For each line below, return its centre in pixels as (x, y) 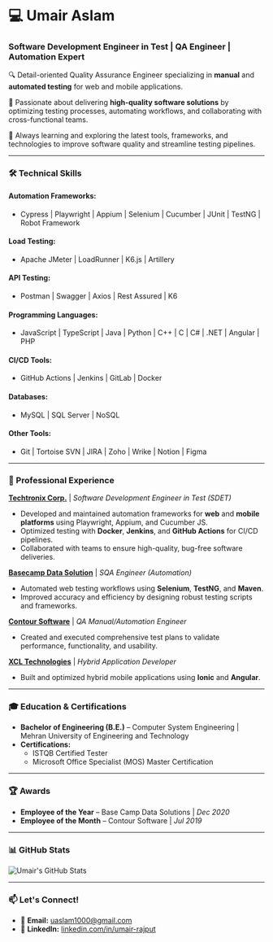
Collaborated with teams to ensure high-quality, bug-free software (131, 548)
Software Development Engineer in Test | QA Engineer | (120, 47)
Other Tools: (30, 434)
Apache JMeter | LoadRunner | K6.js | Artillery (97, 259)
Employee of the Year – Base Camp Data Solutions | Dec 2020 (125, 812)
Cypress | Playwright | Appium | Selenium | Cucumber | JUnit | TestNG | (141, 214)
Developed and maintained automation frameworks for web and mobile (140, 514)
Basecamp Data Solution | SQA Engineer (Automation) (100, 573)
